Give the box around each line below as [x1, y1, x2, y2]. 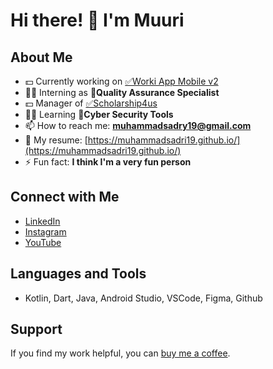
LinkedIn [24, 215, 61, 227]
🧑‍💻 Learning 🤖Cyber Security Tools [24, 109, 174, 120]
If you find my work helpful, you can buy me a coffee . [10, 347, 231, 359]
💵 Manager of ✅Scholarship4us [24, 97, 158, 109]
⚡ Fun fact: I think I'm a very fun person [24, 156, 192, 168]
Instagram [24, 225, 67, 238]
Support [10, 321, 63, 338]
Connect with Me [10, 189, 120, 206]
